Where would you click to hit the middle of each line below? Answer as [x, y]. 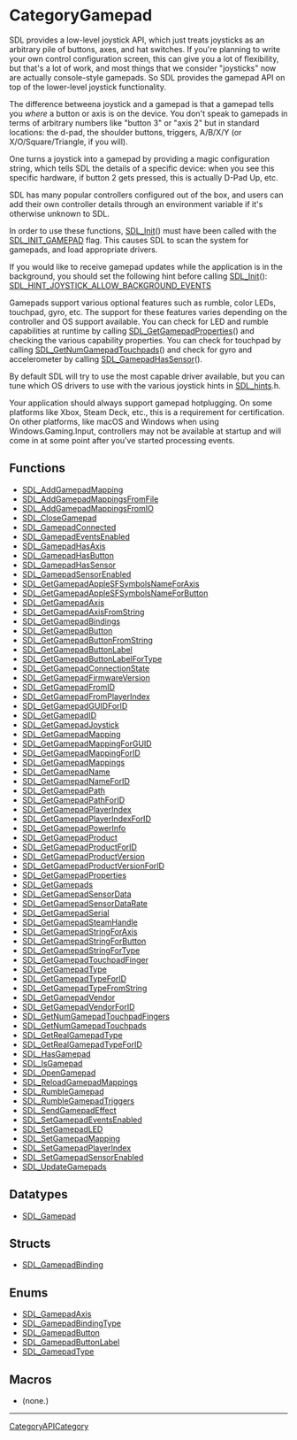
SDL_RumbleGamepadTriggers [78, 1101]
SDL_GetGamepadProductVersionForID [93, 866]
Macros [30, 1379]
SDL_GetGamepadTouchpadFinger [85, 959]
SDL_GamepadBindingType [72, 1323]
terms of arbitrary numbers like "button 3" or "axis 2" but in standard [134, 123]
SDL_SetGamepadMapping [71, 1138]
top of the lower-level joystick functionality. [88, 87]
